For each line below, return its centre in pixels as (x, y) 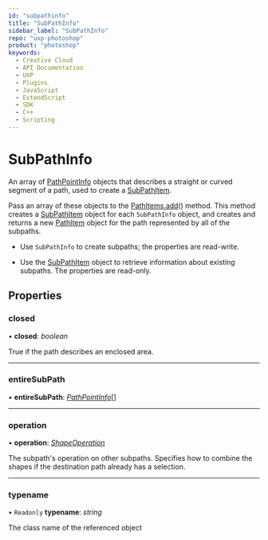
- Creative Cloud (44, 61)
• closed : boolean (38, 336)
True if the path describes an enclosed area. (81, 351)
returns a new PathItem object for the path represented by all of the (119, 222)
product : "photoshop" (44, 46)
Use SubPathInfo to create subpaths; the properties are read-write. (129, 246)
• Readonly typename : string (55, 512)
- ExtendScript (41, 98)
